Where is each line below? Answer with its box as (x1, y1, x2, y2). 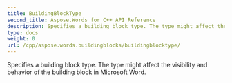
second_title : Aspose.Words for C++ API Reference (7, 16, 156, 23)
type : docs (7, 29, 39, 36)
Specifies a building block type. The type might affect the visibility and (7, 61, 208, 69)
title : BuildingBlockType (7, 10, 81, 17)
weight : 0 (7, 36, 36, 43)
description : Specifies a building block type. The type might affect (7, 23, 215, 29)
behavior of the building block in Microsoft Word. (7, 68, 146, 76)
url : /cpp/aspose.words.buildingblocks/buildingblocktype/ (7, 42, 181, 49)
